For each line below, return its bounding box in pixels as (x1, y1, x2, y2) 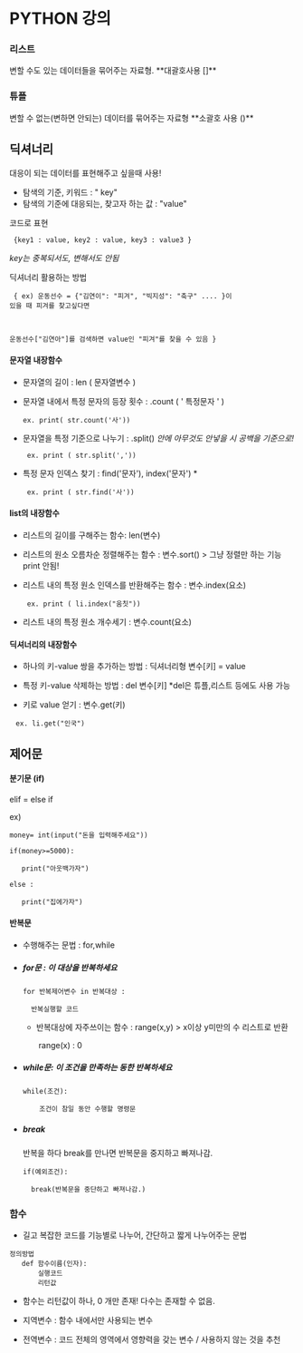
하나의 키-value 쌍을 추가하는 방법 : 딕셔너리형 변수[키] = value (22, 661, 246, 672)
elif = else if (9, 793, 53, 804)
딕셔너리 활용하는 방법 (9, 271, 88, 282)
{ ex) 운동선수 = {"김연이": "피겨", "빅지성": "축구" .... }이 (13, 291, 232, 300)
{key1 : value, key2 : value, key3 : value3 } (13, 235, 193, 245)
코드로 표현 (9, 217, 49, 228)
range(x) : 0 (38, 1039, 83, 1050)
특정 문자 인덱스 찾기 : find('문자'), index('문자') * (22, 468, 198, 479)
